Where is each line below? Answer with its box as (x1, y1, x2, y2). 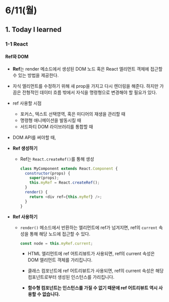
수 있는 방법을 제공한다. (12, 72, 59, 78)
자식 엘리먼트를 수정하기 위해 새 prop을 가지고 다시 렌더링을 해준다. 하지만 (12, 83, 159, 89)
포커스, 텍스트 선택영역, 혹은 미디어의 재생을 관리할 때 (20, 111, 125, 117)
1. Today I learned (5, 25, 62, 33)
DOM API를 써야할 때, (12, 134, 56, 140)
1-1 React (5, 40, 28, 47)
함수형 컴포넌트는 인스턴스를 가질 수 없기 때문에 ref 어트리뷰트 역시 (27, 285, 158, 291)
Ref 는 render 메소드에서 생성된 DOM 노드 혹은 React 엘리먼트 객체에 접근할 (12, 65, 163, 72)
